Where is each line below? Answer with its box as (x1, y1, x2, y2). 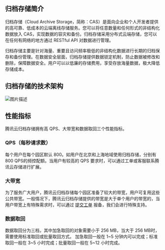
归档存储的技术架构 (5, 82, 63, 90)
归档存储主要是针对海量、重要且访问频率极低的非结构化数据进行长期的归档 (5, 47, 156, 53)
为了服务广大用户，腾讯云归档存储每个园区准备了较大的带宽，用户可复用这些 (5, 189, 160, 196)
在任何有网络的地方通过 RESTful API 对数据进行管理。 (5, 37, 114, 43)
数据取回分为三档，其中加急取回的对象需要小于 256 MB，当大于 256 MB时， (5, 227, 160, 233)
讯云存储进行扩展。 (5, 164, 44, 170)
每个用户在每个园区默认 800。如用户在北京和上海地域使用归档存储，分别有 (5, 151, 157, 157)
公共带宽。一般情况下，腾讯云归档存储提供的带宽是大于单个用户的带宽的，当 (5, 196, 160, 202)
